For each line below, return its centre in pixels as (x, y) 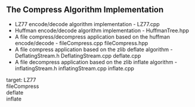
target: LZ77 (21, 80)
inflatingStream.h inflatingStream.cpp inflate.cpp (74, 68)
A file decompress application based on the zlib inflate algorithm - (96, 62)
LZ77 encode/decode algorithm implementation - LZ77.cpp (87, 24)
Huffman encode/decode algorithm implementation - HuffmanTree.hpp (102, 30)
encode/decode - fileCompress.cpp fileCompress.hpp (81, 43)
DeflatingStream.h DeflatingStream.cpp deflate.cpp (78, 55)
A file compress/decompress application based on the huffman (92, 37)
